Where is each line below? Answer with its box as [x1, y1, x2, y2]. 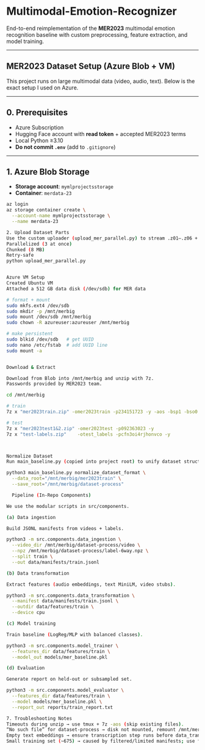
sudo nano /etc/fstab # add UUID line [6, 342, 108, 348]
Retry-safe [6, 252, 34, 259]
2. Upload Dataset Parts [6, 229, 70, 235]
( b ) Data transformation [6, 570, 70, 577]
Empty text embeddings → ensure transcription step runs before [6, 732, 173, 739]
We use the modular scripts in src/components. [6, 503, 130, 509]
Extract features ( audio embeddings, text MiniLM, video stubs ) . [6, 581, 176, 588]
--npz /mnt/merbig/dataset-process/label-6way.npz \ [12, 548, 149, 554]
